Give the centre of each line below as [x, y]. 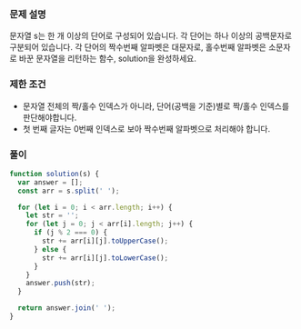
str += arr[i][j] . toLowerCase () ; [105, 258]
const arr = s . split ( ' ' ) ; [69, 191]
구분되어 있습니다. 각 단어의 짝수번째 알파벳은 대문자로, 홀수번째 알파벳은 [138, 47]
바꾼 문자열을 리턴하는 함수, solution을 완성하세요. [108, 59]
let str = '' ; [52, 215]
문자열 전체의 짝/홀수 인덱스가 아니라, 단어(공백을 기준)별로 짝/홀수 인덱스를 [156, 105]
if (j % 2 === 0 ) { [70, 233]
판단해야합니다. [50, 117]
